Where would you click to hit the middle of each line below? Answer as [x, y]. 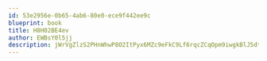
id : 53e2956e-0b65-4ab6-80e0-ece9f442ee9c [79, 15]
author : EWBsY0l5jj [41, 38]
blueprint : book [35, 23]
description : [30, 45]
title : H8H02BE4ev [39, 30]
